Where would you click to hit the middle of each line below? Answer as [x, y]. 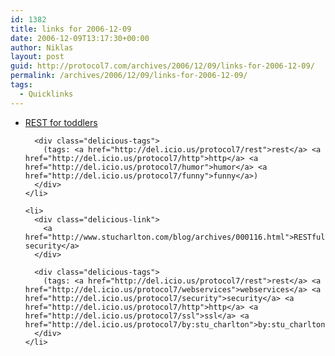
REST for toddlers [61, 122]
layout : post [37, 57]
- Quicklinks [46, 94]
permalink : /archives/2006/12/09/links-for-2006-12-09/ [129, 76]
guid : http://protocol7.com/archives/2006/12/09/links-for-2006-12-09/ [162, 66]
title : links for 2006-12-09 [71, 29]
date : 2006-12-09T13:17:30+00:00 [80, 38]
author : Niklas [42, 47]
